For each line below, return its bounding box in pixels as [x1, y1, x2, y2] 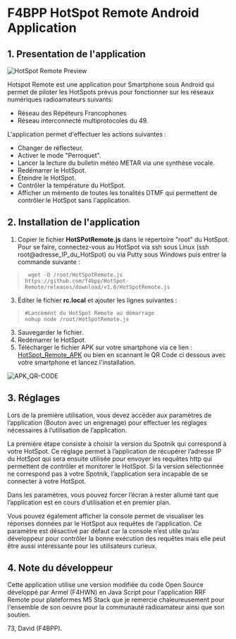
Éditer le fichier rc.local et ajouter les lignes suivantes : [17, 296, 178, 304]
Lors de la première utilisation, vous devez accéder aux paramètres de [7, 411, 212, 419]
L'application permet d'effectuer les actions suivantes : [7, 130, 167, 138]
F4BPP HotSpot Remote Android [7, 5, 199, 21]
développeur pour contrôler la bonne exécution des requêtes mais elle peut [7, 534, 226, 542]
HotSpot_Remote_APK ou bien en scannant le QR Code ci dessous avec [17, 350, 226, 359]
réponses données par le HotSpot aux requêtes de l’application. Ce [7, 519, 202, 528]
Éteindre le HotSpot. [17, 174, 76, 182]
